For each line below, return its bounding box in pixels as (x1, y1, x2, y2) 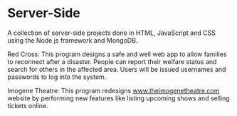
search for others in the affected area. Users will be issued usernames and (7, 65, 226, 73)
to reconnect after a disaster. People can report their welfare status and (7, 57, 217, 65)
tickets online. (7, 101, 48, 110)
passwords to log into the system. (7, 73, 107, 81)
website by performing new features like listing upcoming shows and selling (7, 94, 230, 102)
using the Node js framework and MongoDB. (7, 36, 138, 44)
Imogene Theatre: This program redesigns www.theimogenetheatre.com (7, 86, 220, 95)
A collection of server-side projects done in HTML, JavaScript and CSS (7, 28, 216, 37)
